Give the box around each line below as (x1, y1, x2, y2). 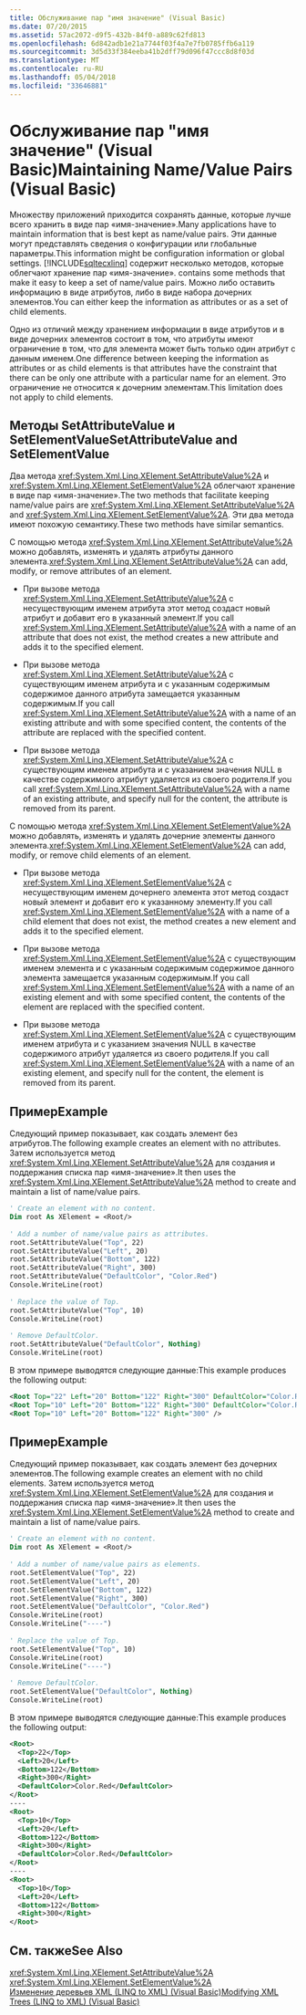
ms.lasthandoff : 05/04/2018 (9, 73, 117, 82)
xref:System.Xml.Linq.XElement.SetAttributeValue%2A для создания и (9, 1157, 276, 1168)
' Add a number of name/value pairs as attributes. (9, 1229, 209, 1238)
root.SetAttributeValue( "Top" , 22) (9, 1237, 145, 1247)
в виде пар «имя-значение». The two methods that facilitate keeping (9, 490, 270, 501)
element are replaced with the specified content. (22, 1001, 205, 1013)
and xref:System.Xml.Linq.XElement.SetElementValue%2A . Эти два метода (9, 509, 294, 520)
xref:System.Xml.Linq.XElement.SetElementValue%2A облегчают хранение (9, 480, 296, 491)
